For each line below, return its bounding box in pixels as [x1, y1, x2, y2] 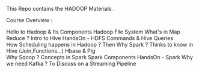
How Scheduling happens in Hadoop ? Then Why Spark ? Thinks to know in [6, 41, 194, 48]
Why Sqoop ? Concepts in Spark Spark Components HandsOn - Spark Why [6, 54, 194, 60]
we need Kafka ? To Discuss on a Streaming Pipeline [6, 60, 136, 67]
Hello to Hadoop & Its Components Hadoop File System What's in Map [6, 28, 180, 35]
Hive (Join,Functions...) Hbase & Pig [6, 47, 96, 54]
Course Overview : [6, 17, 53, 23]
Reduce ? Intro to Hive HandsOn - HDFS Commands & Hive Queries [6, 35, 173, 41]
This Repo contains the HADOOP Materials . [6, 5, 115, 12]
